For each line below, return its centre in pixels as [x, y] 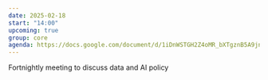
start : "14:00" [33, 23]
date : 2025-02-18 [37, 15]
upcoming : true [33, 30]
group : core [28, 38]
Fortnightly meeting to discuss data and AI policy [89, 67]
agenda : [21, 45]
